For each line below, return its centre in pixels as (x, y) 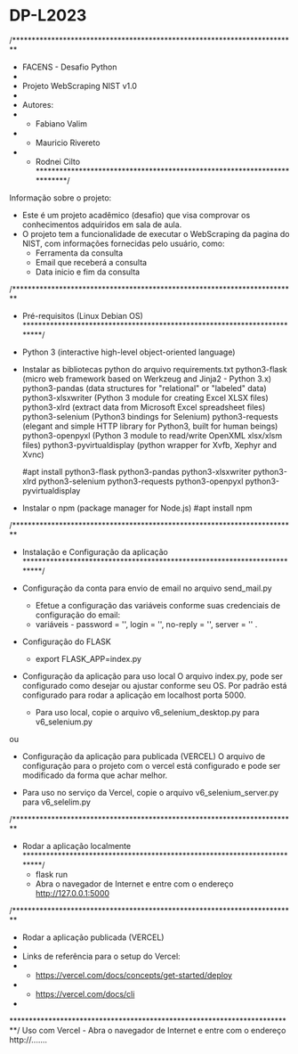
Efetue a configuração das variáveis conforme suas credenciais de (158, 605)
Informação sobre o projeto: (60, 198)
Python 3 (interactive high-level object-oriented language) (129, 352)
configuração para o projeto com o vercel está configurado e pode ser (151, 765)
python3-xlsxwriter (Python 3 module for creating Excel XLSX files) (145, 397)
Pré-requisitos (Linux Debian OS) (83, 315)
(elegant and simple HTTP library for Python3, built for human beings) (150, 426)
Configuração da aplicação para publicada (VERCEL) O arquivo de (143, 756)
